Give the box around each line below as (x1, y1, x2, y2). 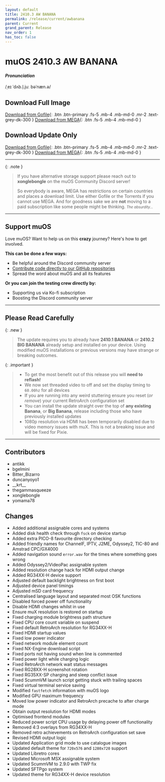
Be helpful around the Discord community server (12, 260, 111, 266)
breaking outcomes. (17, 352, 58, 358)
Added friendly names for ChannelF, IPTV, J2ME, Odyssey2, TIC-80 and (12, 541, 159, 547)
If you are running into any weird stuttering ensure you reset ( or (24, 392, 153, 398)
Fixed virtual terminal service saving (12, 682, 86, 688)
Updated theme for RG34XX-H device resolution (12, 772, 110, 778)
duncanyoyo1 (12, 477, 39, 483)
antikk (12, 461, 25, 467)
